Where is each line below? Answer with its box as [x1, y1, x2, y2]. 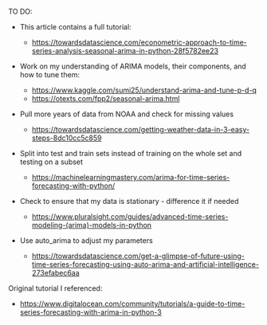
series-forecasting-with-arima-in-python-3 [19, 307, 162, 317]
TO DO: [8, 7, 33, 16]
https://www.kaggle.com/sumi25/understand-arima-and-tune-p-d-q [31, 85, 257, 95]
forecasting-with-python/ [31, 181, 116, 190]
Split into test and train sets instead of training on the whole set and [19, 149, 242, 158]
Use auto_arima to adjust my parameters [19, 236, 153, 245]
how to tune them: [19, 70, 80, 79]
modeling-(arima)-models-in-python [31, 221, 152, 229]
